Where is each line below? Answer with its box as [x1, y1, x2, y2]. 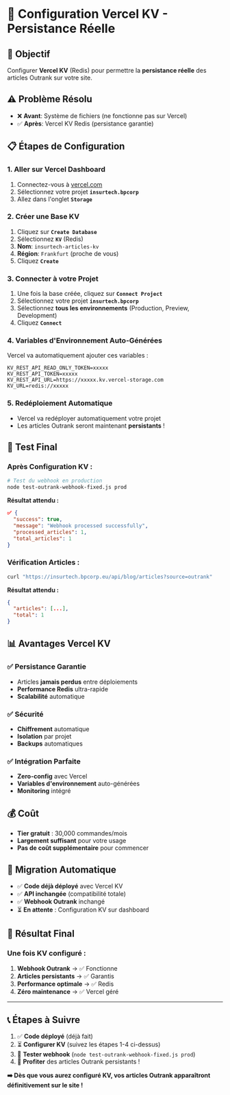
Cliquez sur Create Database [16, 227, 97, 235]
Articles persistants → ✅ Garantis [16, 971, 115, 980]
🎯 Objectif [7, 48, 51, 60]
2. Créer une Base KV [7, 212, 80, 222]
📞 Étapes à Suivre [7, 1014, 81, 1026]
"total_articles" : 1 [13, 535, 72, 542]
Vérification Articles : [7, 557, 80, 567]
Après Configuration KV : [7, 462, 93, 471]
